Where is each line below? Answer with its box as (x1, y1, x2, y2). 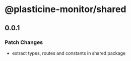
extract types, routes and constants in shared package (12, 50, 126, 56)
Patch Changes (5, 39, 43, 46)
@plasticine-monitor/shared (5, 4, 126, 15)
